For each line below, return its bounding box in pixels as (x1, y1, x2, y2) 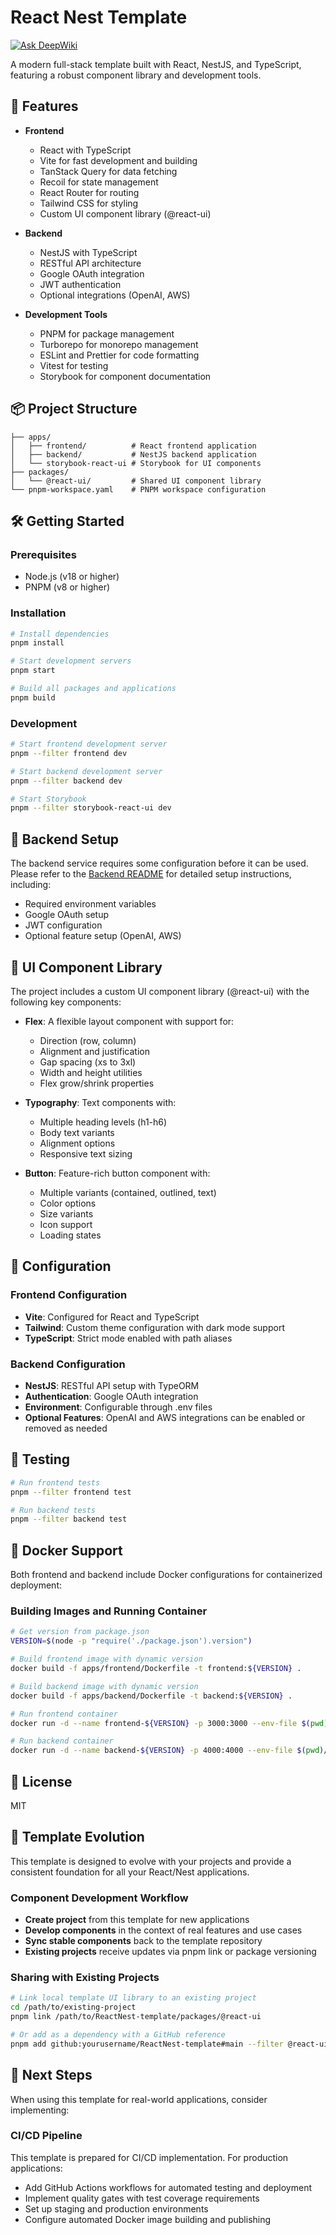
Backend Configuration (10, 1357, 126, 1371)
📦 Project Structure (10, 401, 138, 418)
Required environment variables (24, 898, 157, 910)
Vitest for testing (39, 359, 109, 371)
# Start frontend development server (10, 739, 168, 750)
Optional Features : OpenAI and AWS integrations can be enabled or (24, 1411, 306, 1423)
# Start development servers (10, 656, 132, 666)
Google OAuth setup (24, 909, 110, 921)
